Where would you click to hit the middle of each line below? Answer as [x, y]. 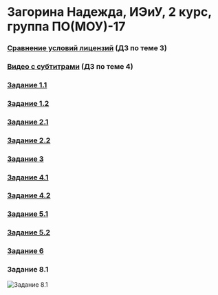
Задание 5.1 [28, 214]
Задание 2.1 [28, 122]
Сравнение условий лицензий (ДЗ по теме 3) [87, 48]
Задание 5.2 [29, 232]
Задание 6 [25, 251]
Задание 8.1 [28, 270]
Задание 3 [25, 159]
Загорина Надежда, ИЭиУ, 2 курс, [109, 12]
